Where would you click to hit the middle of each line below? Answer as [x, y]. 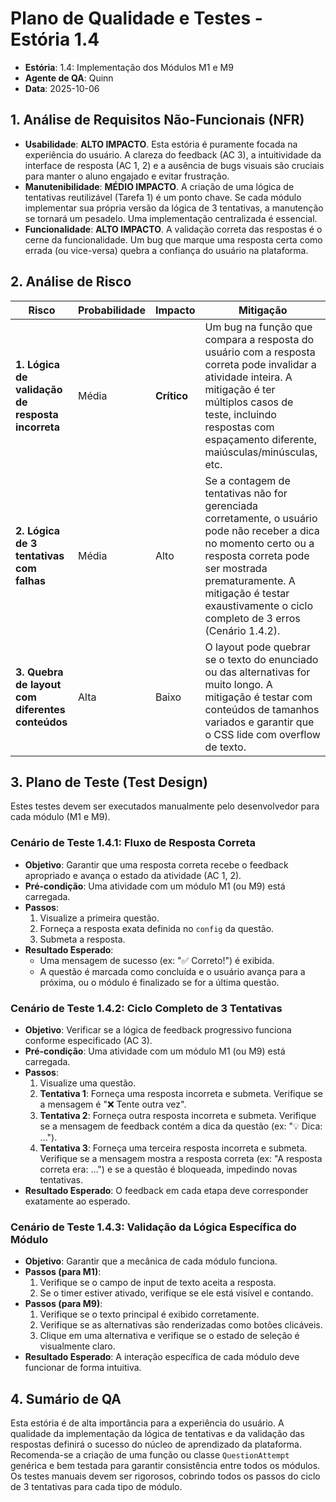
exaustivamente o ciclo [259, 605]
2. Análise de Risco [71, 282]
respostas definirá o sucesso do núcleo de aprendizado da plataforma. [156, 1444]
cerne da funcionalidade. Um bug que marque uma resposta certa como [173, 239]
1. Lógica [38, 364]
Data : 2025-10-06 [62, 88]
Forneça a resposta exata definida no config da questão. [157, 928]
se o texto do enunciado [261, 659]
